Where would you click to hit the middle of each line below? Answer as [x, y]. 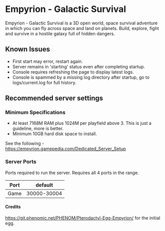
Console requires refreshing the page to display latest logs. [73, 72]
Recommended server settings [54, 98]
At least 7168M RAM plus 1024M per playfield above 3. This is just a [82, 123]
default [44, 185]
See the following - [25, 144]
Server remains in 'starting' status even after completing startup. [79, 66]
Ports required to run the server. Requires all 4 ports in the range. [72, 173]
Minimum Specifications [35, 112]
